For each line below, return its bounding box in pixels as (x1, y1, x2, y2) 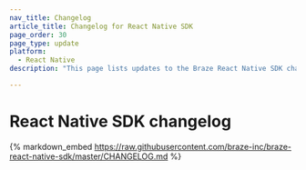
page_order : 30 (9, 30, 67, 39)
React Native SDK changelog (9, 111, 232, 132)
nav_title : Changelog (9, 13, 92, 23)
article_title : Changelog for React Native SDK (9, 22, 194, 31)
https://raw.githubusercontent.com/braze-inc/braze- (94, 141, 292, 152)
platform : (9, 47, 47, 56)
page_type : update (9, 38, 79, 48)
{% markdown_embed (9, 141, 93, 152)
